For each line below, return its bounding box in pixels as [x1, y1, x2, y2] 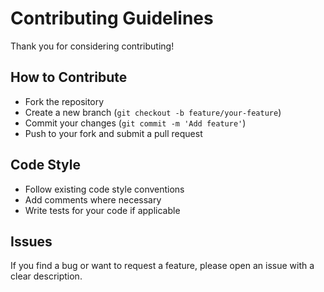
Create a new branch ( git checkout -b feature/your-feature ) [24, 106, 282, 118]
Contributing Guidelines [10, 7, 214, 30]
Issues [10, 233, 53, 250]
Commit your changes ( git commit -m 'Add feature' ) [24, 117, 247, 129]
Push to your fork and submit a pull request [24, 127, 203, 139]
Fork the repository [24, 95, 105, 107]
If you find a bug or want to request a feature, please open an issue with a [10, 260, 315, 272]
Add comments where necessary [24, 193, 162, 206]
